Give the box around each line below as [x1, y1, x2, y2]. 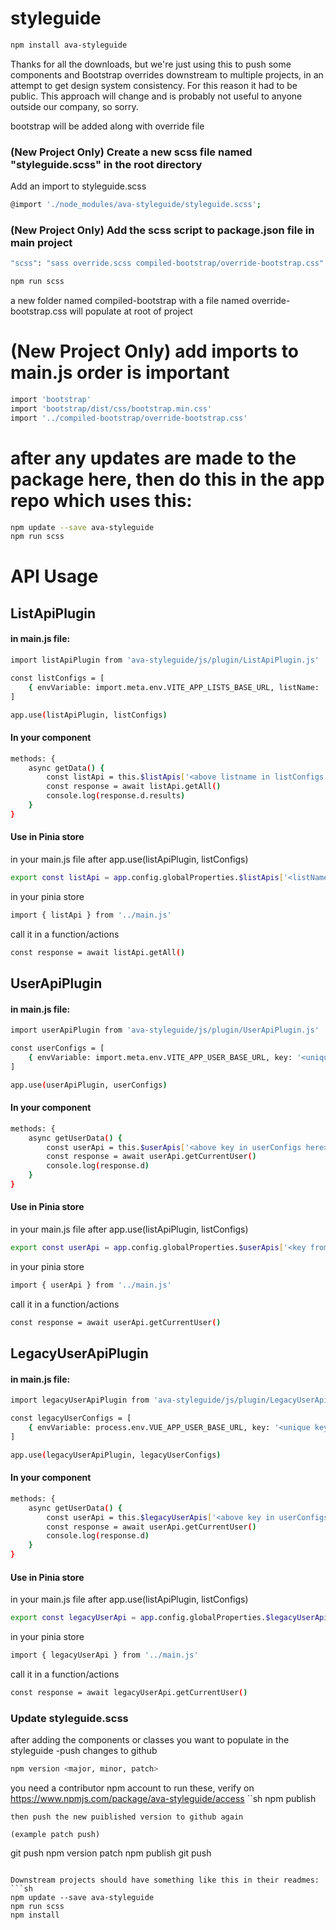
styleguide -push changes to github [10, 1745, 158, 1757]
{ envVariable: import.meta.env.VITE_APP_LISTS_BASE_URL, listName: [28, 682, 320, 692]
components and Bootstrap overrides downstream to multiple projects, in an [10, 68, 324, 81]
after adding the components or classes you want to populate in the [10, 1734, 290, 1746]
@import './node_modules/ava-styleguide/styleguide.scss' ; [10, 200, 262, 210]
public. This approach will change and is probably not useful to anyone [10, 90, 303, 102]
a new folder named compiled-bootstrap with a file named [10, 295, 250, 307]
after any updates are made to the [10, 447, 297, 469]
